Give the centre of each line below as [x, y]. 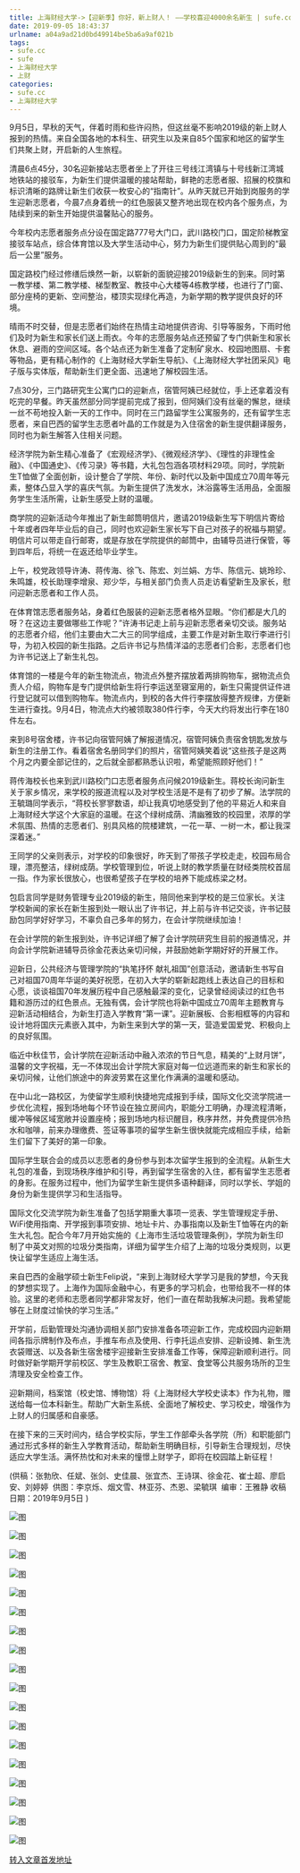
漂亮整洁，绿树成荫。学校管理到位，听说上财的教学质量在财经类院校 [150, 867]
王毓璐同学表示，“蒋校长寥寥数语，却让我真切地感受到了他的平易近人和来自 [148, 803]
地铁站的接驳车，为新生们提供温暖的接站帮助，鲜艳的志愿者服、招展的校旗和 [150, 180]
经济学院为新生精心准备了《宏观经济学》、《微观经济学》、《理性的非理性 [138, 454]
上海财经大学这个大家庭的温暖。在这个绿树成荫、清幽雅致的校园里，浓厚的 [146, 815]
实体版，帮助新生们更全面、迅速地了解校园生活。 [122, 372]
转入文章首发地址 [41, 1860]
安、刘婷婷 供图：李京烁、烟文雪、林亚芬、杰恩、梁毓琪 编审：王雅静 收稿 [148, 1487]
